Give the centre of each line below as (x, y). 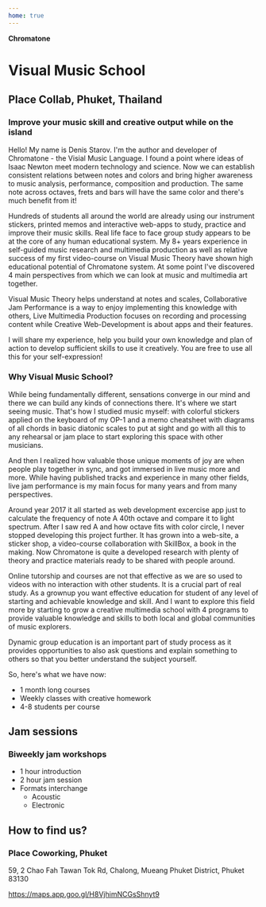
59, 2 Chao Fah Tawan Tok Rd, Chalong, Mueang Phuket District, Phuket (126, 870)
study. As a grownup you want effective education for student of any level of (133, 593)
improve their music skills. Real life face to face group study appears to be (129, 232)
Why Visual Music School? (61, 377)
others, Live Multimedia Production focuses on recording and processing (127, 316)
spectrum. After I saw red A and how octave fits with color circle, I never (126, 527)
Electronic (48, 805)
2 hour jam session (51, 780)
